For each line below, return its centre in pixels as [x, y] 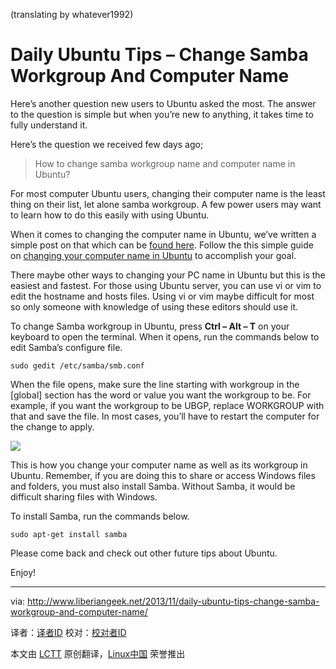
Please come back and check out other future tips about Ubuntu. [144, 553]
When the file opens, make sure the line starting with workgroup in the [155, 384]
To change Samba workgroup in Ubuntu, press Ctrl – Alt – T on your [150, 326]
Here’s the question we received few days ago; [107, 144]
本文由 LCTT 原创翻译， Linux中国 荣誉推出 [98, 653]
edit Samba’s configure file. [66, 347]
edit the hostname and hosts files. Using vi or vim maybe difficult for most [162, 296]
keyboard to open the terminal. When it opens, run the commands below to [165, 336]
